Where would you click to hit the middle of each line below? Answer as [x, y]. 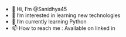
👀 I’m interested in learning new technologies [66, 15]
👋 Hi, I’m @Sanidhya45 [39, 9]
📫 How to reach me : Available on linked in [63, 28]
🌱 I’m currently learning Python [49, 21]
